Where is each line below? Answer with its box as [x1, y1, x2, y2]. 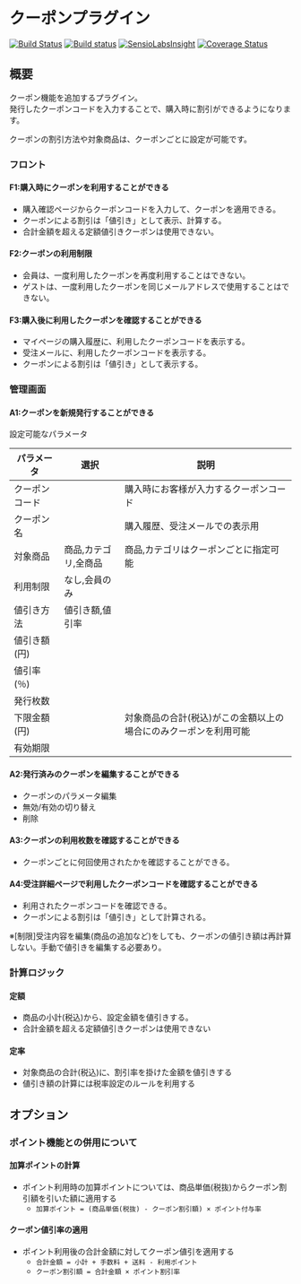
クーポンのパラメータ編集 [21, 790, 117, 801]
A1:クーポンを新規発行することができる [9, 407, 155, 418]
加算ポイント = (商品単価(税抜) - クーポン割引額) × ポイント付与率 [35, 1204, 262, 1213]
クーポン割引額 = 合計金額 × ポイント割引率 [35, 1268, 181, 1277]
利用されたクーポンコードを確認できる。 [21, 900, 172, 911]
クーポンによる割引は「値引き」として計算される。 [21, 912, 211, 923]
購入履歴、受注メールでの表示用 [124, 520, 260, 533]
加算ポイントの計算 [9, 1160, 81, 1171]
